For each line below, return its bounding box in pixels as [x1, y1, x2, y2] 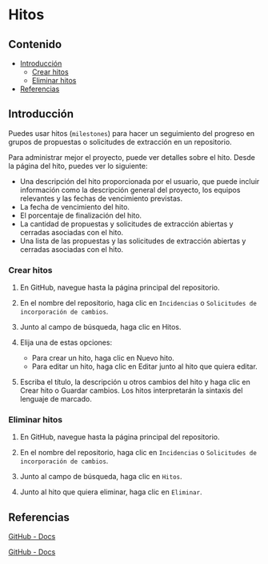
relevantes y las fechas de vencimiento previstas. [19, 194, 182, 203]
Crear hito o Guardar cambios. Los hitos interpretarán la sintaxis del [19, 386, 243, 395]
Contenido [8, 38, 62, 51]
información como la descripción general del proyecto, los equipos [19, 185, 241, 194]
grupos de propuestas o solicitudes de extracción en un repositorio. [8, 137, 232, 146]
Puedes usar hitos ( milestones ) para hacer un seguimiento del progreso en [8, 128, 255, 138]
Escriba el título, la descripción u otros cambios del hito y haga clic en [19, 378, 250, 387]
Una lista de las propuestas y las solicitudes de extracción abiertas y [19, 236, 246, 246]
